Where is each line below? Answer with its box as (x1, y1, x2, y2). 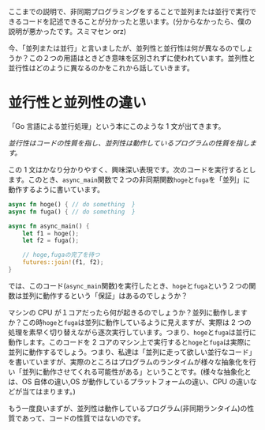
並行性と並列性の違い (8, 94, 147, 112)
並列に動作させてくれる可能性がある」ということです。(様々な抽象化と (21, 367, 252, 376)
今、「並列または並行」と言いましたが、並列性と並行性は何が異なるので (8, 43, 240, 53)
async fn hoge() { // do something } (8, 200, 136, 208)
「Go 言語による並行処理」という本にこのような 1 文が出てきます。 (8, 121, 226, 130)
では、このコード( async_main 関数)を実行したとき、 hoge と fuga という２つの (8, 281, 250, 290)
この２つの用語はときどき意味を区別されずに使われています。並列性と (28, 54, 256, 62)
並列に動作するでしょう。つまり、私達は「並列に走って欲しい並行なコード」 (8, 347, 256, 356)
